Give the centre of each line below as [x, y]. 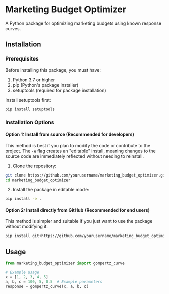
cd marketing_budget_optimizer [38, 180]
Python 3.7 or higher [34, 80]
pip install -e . [23, 199]
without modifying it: [26, 227]
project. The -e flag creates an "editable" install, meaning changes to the [80, 151]
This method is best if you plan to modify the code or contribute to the [78, 145]
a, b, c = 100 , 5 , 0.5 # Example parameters [54, 282]
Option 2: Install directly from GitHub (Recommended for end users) [77, 210]
